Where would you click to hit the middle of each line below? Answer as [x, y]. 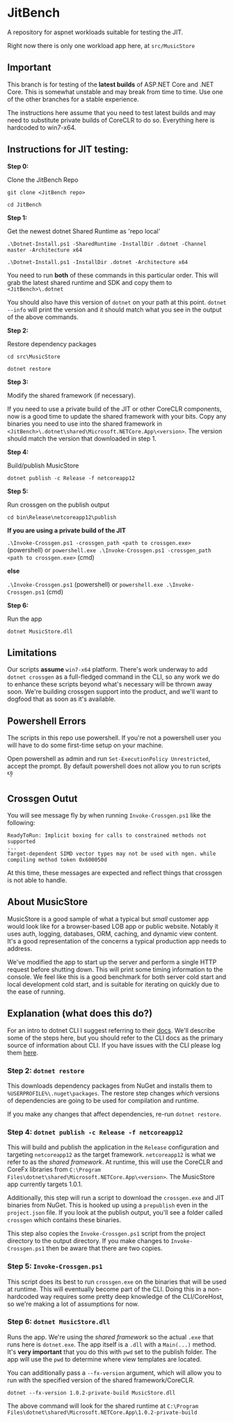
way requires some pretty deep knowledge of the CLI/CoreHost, [132, 1296]
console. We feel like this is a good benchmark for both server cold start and [117, 976]
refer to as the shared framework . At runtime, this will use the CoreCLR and [115, 1162]
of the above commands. [43, 317]
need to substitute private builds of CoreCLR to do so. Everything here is [111, 120]
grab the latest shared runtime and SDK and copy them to [90, 282]
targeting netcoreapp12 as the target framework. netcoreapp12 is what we [112, 1155]
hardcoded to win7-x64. [42, 128]
